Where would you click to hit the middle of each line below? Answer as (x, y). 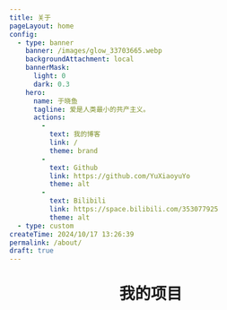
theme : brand (74, 151)
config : (24, 34)
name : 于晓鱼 (55, 101)
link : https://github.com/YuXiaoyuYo (120, 176)
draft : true (31, 251)
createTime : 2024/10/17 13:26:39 (72, 234)
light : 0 (49, 76)
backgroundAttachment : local (80, 59)
